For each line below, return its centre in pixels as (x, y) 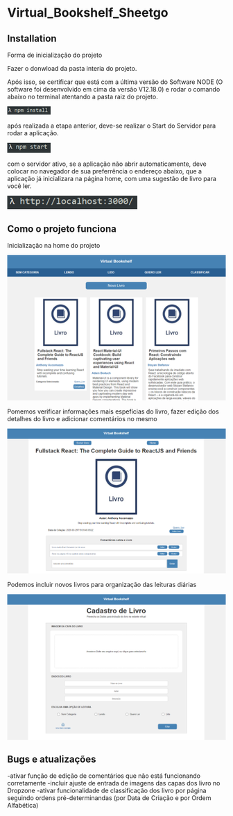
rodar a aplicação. (33, 133)
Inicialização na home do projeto (54, 246)
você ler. (20, 186)
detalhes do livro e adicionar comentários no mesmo (82, 418)
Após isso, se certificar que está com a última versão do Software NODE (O (115, 82)
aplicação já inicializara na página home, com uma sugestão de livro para (112, 178)
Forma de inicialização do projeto (55, 55)
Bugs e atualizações (52, 759)
